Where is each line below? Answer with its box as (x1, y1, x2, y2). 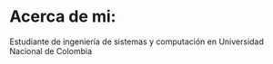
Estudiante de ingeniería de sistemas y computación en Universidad (9, 36, 264, 47)
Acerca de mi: (9, 6, 116, 27)
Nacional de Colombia (9, 45, 93, 56)
